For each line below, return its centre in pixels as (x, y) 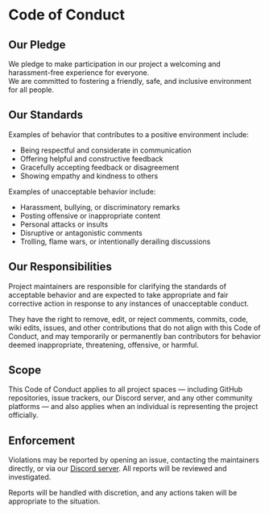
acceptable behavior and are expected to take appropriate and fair (118, 295)
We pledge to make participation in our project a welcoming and (115, 64)
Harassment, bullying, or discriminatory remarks (100, 207)
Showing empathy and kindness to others (89, 176)
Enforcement (41, 440)
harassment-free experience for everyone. (79, 73)
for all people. (31, 90)
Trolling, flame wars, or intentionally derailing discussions (115, 241)
